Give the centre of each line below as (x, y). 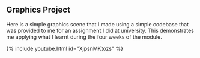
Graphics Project (38, 10)
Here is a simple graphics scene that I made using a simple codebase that (98, 24)
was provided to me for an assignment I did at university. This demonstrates (100, 30)
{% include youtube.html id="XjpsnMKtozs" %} (65, 48)
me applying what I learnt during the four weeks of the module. (84, 37)
